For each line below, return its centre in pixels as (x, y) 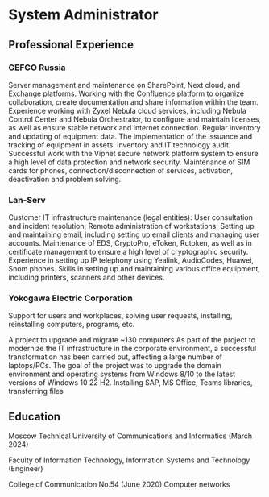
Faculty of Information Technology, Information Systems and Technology (129, 460)
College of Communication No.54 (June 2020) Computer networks (119, 484)
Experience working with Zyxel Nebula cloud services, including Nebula (128, 110)
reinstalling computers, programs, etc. (72, 325)
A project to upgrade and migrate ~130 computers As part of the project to (132, 340)
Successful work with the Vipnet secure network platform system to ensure (134, 153)
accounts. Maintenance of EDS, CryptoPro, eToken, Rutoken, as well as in (130, 243)
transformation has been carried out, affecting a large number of (116, 357)
